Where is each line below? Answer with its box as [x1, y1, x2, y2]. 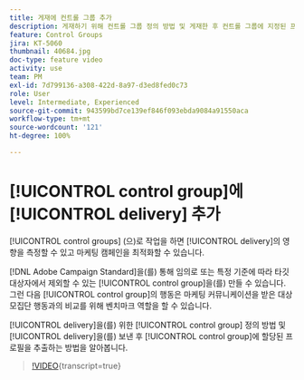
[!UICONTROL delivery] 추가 [9, 204, 221, 225]
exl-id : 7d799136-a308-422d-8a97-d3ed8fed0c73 [9, 81, 188, 90]
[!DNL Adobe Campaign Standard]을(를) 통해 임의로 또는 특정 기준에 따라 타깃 [9, 266, 290, 277]
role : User [9, 89, 51, 98]
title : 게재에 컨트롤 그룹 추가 [9, 13, 112, 23]
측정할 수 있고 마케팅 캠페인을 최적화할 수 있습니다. [25, 247, 205, 258]
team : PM [9, 73, 43, 82]
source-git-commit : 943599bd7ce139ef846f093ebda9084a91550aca [9, 106, 249, 115]
